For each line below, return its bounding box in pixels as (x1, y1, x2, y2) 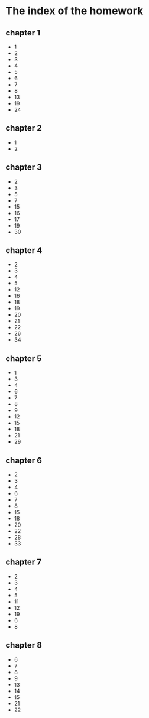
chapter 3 (5, 163, 42, 173)
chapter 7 (5, 557, 42, 567)
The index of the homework (5, 4, 144, 18)
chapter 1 (5, 28, 41, 38)
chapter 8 (5, 640, 43, 651)
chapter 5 (5, 353, 42, 363)
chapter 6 (5, 455, 43, 465)
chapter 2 (5, 123, 42, 134)
